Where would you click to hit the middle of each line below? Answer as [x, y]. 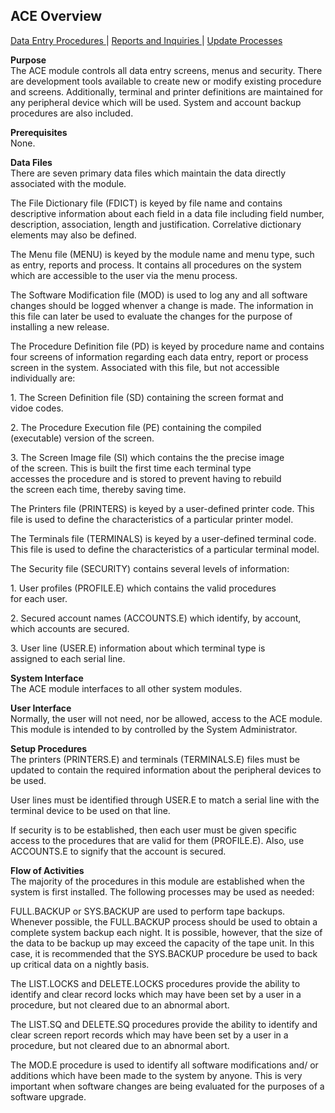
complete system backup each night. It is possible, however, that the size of [166, 932]
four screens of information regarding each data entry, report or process [159, 356]
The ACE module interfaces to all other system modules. [126, 688]
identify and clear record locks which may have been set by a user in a [156, 994]
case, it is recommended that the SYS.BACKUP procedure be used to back [164, 953]
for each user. [39, 598]
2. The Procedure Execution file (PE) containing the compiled [136, 427]
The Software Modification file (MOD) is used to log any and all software [159, 295]
